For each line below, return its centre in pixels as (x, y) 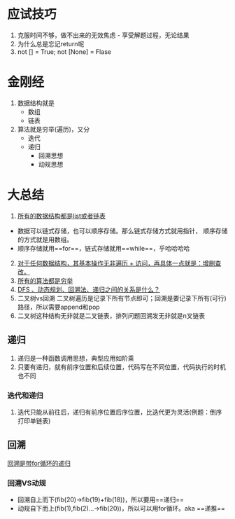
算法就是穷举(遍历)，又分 (54, 129)
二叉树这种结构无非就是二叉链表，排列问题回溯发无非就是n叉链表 (111, 315)
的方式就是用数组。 (45, 240)
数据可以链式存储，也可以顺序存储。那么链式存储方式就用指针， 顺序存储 (122, 230)
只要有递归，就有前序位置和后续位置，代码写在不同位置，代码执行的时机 (121, 367)
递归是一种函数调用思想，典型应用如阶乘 (76, 358)
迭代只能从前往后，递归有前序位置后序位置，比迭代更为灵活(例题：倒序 (120, 412)
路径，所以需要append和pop (58, 307)
